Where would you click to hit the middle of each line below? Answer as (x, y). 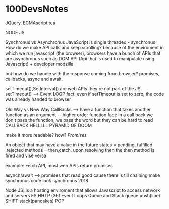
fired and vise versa (26, 155)
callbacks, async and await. (34, 79)
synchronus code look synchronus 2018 (47, 180)
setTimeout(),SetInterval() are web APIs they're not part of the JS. (74, 88)
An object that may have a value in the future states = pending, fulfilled (79, 145)
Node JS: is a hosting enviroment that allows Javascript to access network (83, 190)
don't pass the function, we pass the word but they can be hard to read (79, 120)
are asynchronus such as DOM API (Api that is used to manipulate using (80, 58)
